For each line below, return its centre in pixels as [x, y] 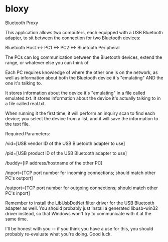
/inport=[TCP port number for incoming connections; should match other [80, 173]
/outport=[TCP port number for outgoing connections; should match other [81, 188]
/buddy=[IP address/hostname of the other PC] [54, 163]
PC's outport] [19, 178]
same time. [17, 219]
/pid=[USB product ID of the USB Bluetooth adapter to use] [66, 153]
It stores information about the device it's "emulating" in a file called [75, 93]
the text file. [18, 124]
